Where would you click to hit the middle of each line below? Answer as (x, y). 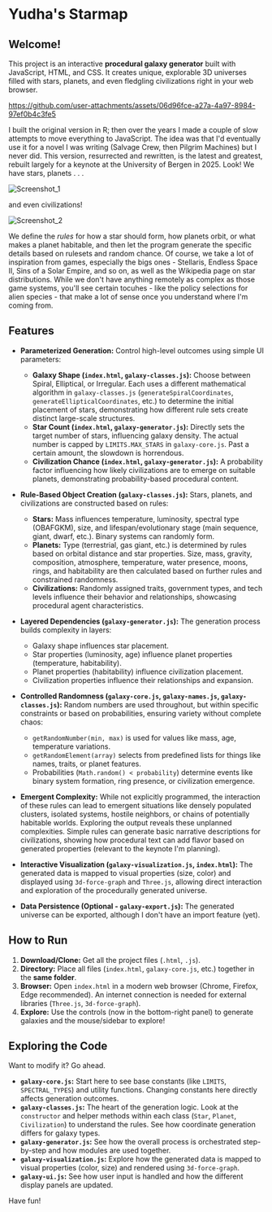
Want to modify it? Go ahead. (57, 1065)
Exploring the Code (58, 1046)
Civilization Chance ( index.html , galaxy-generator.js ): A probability (148, 462)
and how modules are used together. (110, 1151)
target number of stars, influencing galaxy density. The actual (135, 435)
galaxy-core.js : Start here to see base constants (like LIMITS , (123, 1081)
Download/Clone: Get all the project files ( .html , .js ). (110, 960)
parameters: (41, 359)
